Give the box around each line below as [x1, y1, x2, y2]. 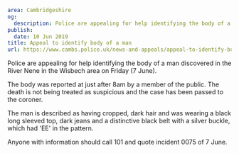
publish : [7, 26, 33, 33]
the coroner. [7, 96, 43, 104]
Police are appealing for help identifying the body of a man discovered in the [7, 59, 232, 67]
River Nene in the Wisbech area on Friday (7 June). [7, 67, 157, 75]
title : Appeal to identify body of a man [7, 40, 132, 47]
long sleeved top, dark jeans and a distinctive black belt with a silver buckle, [7, 117, 230, 125]
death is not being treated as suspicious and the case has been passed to [7, 88, 224, 96]
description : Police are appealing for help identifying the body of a [14, 20, 231, 27]
